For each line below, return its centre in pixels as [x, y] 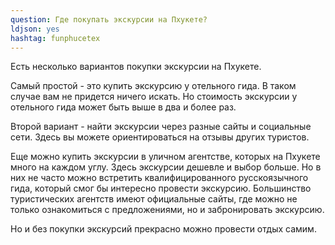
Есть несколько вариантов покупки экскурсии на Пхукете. [136, 67]
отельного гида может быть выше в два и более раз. [123, 107]
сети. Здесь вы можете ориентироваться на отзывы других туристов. [160, 137]
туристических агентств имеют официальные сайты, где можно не [154, 199]
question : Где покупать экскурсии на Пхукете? [109, 19]
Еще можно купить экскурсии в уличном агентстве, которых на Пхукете [165, 157]
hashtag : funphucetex [55, 38]
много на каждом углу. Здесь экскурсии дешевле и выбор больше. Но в [166, 167]
